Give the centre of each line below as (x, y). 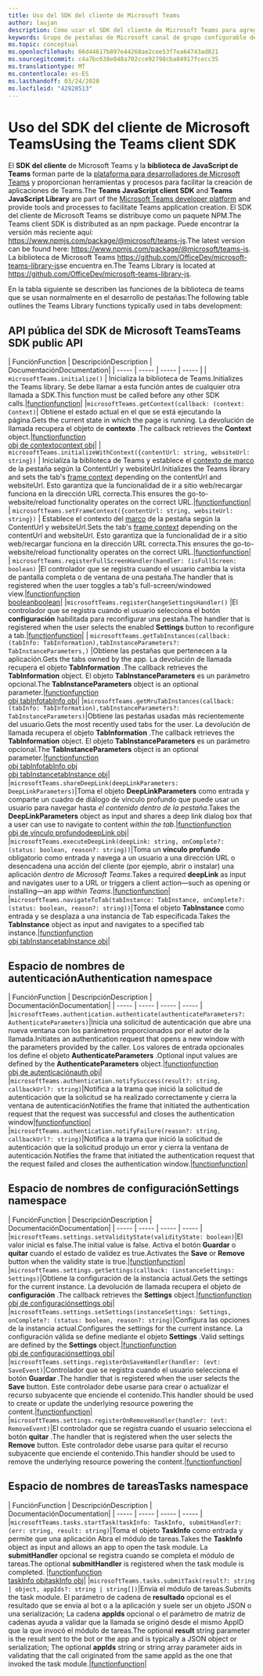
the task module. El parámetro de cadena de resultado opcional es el (120, 1597)
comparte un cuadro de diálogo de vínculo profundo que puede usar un (124, 800)
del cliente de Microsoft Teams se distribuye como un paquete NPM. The (125, 216)
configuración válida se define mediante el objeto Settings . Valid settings (126, 1336)
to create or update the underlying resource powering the (101, 1403)
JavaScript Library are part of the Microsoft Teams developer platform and (129, 199)
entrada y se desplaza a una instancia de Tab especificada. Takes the (119, 916)
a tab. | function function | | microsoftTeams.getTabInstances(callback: (119, 636)
